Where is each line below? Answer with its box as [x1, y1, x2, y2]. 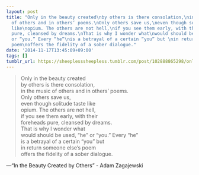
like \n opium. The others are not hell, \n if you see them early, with [11, 25, 187, 31]
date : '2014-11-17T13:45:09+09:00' [6, 47, 94, 53]
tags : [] [6, 53, 28, 59]
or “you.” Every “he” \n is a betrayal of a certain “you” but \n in [11, 36, 179, 42]
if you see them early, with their [20, 112, 98, 119]
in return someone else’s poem [20, 144, 97, 151]
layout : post [6, 8, 38, 15]
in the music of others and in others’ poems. [20, 87, 129, 94]
